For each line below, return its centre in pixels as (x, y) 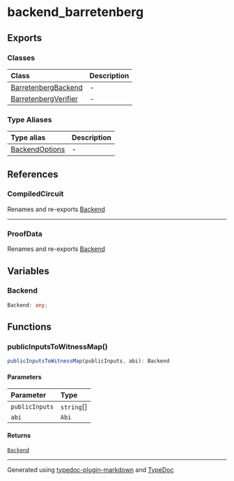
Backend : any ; (28, 305)
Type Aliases (30, 119)
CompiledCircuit (36, 194)
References (33, 174)
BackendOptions (38, 149)
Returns (19, 436)
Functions (30, 327)
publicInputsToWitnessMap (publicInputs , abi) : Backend (88, 361)
